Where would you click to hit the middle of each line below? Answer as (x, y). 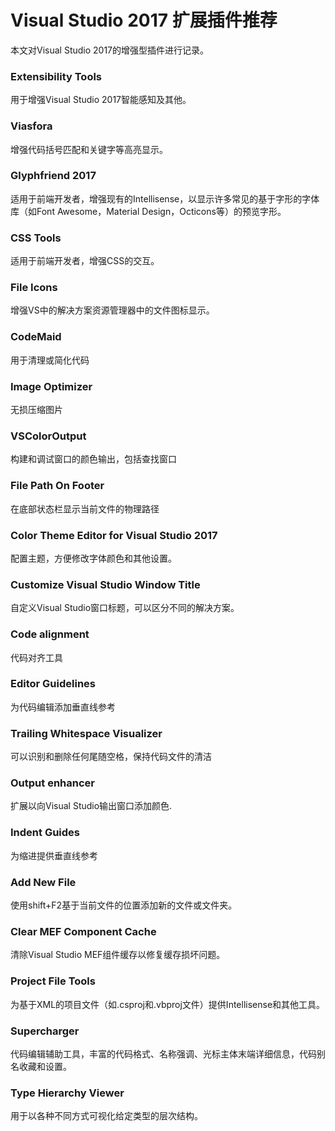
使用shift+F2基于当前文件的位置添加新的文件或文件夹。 (124, 905)
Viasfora (31, 126)
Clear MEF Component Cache (83, 931)
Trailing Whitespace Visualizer (86, 733)
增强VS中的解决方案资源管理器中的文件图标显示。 (112, 310)
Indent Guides (45, 833)
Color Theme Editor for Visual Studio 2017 (114, 535)
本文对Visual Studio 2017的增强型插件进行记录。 (110, 50)
